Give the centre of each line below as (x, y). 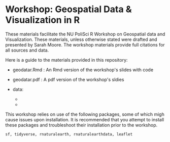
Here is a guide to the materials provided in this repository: (66, 60)
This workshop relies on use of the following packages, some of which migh (85, 114)
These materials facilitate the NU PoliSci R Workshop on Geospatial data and (85, 34)
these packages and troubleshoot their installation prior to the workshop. (81, 125)
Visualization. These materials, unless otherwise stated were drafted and (81, 39)
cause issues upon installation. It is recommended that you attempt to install (84, 119)
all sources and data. (27, 50)
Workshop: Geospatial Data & (69, 9)
